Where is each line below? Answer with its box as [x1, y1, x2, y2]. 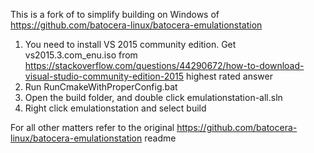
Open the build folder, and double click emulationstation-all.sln [24, 92, 283, 103]
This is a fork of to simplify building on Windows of [10, 9, 220, 20]
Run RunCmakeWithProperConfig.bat [24, 81, 178, 93]
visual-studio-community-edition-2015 [24, 70, 185, 82]
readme [144, 132, 177, 144]
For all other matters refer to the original [10, 122, 175, 133]
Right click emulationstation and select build [24, 102, 207, 114]
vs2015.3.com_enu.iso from [24, 49, 138, 61]
